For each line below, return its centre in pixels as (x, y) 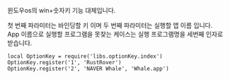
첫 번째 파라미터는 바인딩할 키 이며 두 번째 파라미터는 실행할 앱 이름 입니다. (110, 25)
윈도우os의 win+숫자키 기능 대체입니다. (62, 10)
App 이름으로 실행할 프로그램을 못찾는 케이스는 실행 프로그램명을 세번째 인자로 (115, 34)
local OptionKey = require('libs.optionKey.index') (85, 56)
